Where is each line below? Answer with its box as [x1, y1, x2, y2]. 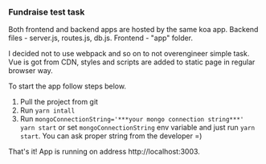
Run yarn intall [19, 105, 76, 115]
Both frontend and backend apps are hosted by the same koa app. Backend [8, 25, 259, 35]
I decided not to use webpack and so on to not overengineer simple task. [8, 49, 250, 59]
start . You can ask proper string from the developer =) [19, 131, 203, 141]
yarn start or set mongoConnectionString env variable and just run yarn [19, 123, 256, 133]
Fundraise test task [8, 6, 85, 18]
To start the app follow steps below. [8, 81, 127, 91]
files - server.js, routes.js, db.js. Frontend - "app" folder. [8, 33, 194, 43]
